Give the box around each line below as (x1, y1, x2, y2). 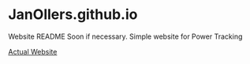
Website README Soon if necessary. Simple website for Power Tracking (8, 32, 243, 41)
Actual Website (8, 47, 58, 56)
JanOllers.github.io (8, 6, 138, 24)
